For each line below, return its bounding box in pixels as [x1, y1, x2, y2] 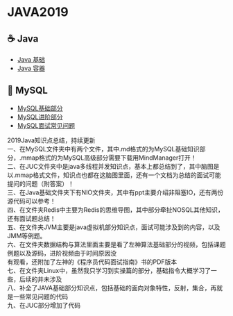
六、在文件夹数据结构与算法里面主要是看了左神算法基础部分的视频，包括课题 [7, 240, 226, 249]
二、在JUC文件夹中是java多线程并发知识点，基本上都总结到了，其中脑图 [7, 162, 214, 170]
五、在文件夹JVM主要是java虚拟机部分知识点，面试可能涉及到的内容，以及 [7, 223, 221, 231]
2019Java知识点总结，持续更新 [7, 136, 96, 144]
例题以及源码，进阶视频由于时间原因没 [7, 249, 116, 257]
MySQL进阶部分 [17, 113, 63, 121]
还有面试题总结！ [7, 214, 56, 222]
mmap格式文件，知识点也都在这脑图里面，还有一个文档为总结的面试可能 [15, 171, 221, 179]
